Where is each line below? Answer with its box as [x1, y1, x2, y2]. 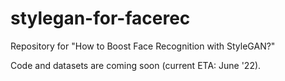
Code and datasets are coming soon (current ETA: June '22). [10, 59, 262, 71]
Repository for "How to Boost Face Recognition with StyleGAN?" [10, 40, 276, 52]
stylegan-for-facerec [10, 7, 191, 30]
